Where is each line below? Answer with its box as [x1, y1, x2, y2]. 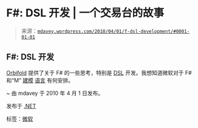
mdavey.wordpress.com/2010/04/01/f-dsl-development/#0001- [37, 28, 190, 34]
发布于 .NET [6, 102, 36, 109]
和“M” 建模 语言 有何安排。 [6, 77, 74, 84]
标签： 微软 [6, 115, 33, 122]
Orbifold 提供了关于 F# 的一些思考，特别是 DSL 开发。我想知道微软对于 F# [6, 69, 193, 76]
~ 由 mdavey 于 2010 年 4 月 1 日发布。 [6, 89, 104, 97]
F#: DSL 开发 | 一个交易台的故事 [6, 6, 165, 20]
